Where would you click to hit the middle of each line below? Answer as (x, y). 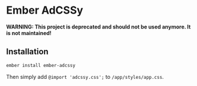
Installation (27, 52)
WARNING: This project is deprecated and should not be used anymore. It (99, 27)
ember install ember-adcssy (41, 65)
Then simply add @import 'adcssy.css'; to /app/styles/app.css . (85, 77)
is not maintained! (29, 33)
